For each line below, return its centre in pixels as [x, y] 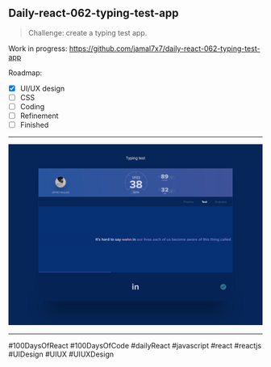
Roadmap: [25, 73]
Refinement [39, 116]
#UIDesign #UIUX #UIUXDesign [61, 354]
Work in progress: [38, 49]
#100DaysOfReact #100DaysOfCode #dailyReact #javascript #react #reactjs [135, 346]
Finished [34, 125]
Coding [32, 106]
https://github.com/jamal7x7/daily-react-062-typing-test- [165, 49]
